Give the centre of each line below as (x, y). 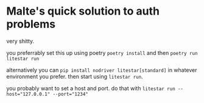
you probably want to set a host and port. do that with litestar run (91, 88)
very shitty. (20, 41)
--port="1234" (70, 94)
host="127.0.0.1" (28, 94)
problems (31, 24)
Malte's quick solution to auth (83, 11)
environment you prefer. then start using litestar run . (75, 76)
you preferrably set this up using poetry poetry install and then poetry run (102, 52)
